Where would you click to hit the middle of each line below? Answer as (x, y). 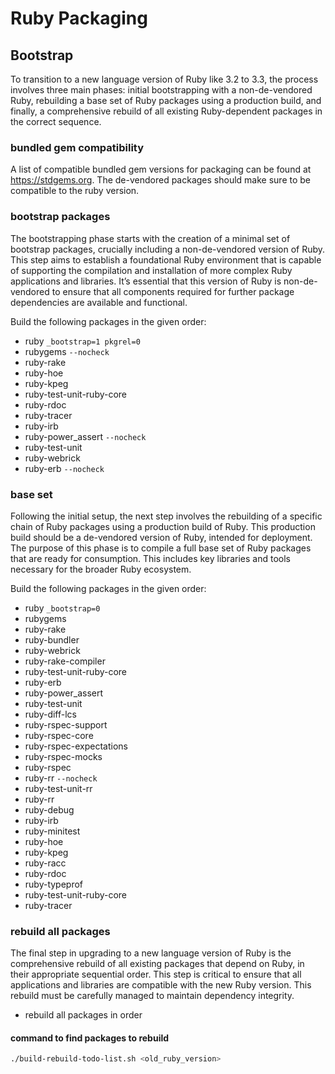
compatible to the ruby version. (75, 191)
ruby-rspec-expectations (76, 746)
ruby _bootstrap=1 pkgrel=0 (82, 341)
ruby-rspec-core (59, 735)
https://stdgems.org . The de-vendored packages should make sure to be (160, 180)
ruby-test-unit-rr (58, 788)
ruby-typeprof (54, 884)
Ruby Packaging (79, 18)
